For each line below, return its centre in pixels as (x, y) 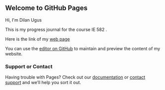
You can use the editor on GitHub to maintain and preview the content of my (83, 48)
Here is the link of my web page (38, 39)
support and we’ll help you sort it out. (43, 83)
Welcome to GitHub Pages (46, 8)
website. (14, 54)
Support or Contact (29, 66)
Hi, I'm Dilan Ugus (24, 20)
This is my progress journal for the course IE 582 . (56, 30)
